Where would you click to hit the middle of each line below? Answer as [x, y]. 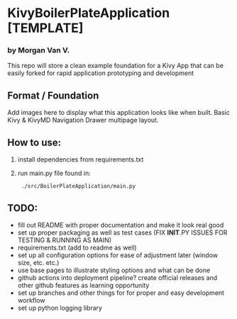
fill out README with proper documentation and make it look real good [121, 225]
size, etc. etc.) [38, 262]
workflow [31, 300]
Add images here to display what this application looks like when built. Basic [119, 113]
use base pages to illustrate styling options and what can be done [114, 270]
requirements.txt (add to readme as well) [77, 247]
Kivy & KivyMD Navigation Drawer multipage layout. [83, 120]
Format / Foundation [53, 95]
